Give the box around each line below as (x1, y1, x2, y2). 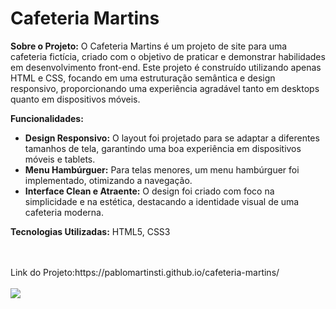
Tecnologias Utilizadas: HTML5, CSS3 (10, 225, 171, 237)
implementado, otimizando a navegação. (24, 174, 193, 186)
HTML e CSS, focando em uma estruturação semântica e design (10, 72, 276, 84)
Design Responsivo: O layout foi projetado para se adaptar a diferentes (24, 132, 320, 144)
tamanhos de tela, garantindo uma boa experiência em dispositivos (24, 142, 302, 154)
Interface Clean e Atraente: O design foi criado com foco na (24, 185, 275, 197)
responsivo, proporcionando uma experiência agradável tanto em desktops (10, 82, 320, 94)
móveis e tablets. (24, 153, 96, 165)
